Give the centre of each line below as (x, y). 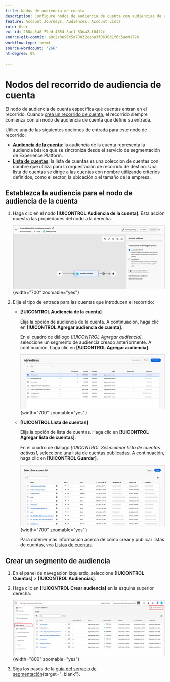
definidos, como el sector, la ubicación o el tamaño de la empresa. (82, 177)
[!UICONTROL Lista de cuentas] (54, 422)
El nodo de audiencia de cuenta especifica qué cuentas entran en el (76, 109)
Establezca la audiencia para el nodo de (69, 193)
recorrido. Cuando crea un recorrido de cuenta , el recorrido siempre (76, 114)
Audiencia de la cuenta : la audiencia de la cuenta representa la (79, 145)
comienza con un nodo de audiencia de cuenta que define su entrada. (78, 120)
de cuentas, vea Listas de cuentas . (56, 545)
